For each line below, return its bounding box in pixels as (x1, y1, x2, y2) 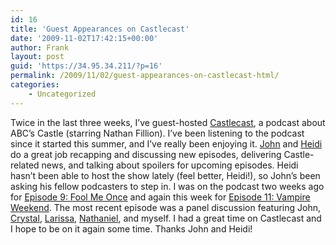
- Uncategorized (28, 89, 97, 99)
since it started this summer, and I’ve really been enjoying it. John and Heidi (10, 137, 323, 150)
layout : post (10, 52, 65, 62)
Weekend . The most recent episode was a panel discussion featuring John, (10, 201, 322, 213)
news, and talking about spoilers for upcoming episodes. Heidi (41, 159, 299, 171)
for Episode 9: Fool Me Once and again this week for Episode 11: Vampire (10, 191, 311, 203)
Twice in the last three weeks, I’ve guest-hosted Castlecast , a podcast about (10, 116, 326, 128)
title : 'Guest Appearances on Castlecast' (10, 24, 190, 34)
